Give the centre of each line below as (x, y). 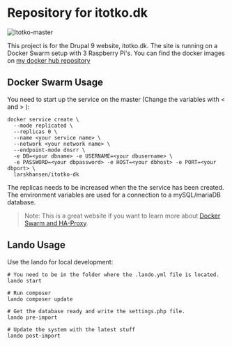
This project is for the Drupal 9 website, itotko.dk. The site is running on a (113, 45)
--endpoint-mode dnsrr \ (49, 150)
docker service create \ (43, 119)
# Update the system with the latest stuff (71, 329)
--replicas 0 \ (36, 131)
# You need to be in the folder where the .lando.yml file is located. (113, 274)
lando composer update (40, 299)
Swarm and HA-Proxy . (56, 223)
